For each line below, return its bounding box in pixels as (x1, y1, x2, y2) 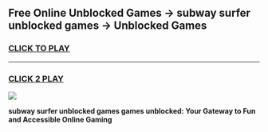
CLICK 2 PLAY (8, 73, 64, 84)
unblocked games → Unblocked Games (8, 19, 207, 33)
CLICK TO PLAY (8, 43, 70, 54)
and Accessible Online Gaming (8, 114, 112, 124)
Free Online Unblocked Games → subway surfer (8, 6, 251, 20)
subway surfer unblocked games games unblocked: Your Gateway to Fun (8, 106, 256, 115)
